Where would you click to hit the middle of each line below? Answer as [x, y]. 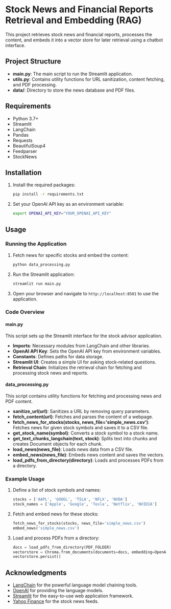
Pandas [21, 135]
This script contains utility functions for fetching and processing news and [83, 396]
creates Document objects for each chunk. [58, 444]
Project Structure [33, 62]
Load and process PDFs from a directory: [56, 538]
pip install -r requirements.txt [48, 194]
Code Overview [25, 312]
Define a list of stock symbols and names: [57, 490]
